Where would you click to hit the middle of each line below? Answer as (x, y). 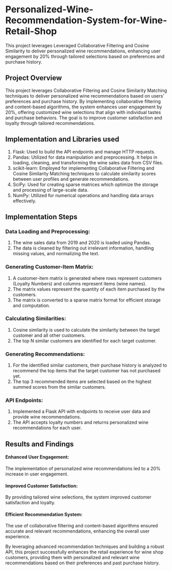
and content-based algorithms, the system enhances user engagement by (84, 107)
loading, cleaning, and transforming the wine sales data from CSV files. (88, 162)
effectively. (24, 201)
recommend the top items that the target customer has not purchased (87, 371)
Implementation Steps (42, 217)
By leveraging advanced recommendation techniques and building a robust (85, 547)
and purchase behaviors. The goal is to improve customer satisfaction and (84, 118)
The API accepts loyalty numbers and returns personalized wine (81, 423)
